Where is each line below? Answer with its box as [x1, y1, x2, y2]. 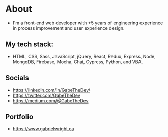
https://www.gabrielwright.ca [12, 126, 74, 132]
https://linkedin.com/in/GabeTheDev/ [12, 87, 91, 93]
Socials [5, 74, 30, 82]
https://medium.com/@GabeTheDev [12, 97, 89, 104]
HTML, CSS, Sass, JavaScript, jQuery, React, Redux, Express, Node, [12, 53, 156, 59]
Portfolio [5, 112, 34, 121]
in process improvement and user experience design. [12, 25, 125, 31]
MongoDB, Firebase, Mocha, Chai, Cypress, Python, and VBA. [12, 59, 143, 65]
